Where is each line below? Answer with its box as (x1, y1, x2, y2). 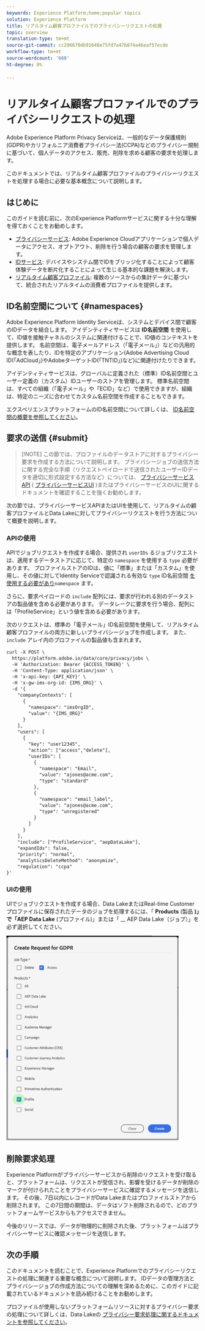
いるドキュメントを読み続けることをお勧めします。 (27, 1290, 156, 1297)
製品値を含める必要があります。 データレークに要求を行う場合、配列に (17, 601, 195, 608)
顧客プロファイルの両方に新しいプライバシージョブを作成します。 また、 (6, 629, 190, 636)
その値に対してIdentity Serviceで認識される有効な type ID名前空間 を (22, 572, 196, 579)
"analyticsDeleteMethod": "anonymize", (17, 858, 119, 864)
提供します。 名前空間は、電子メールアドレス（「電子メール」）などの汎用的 (6, 341, 195, 349)
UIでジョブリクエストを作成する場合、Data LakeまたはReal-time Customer (6, 900, 195, 908)
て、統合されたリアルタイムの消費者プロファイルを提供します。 (15, 281, 176, 289)
